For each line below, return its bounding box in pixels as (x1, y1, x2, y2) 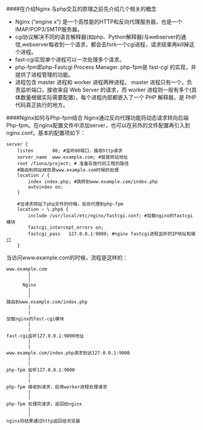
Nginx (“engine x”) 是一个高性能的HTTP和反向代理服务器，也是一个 (14, 18, 182, 25)
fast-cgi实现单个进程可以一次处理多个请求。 (14, 56, 125, 63)
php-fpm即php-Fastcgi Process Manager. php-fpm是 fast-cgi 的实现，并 (14, 64, 196, 71)
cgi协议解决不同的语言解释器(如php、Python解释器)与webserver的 (14, 33, 181, 41)
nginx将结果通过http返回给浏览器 (6, 418, 80, 424)
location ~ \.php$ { (17, 206, 69, 212)
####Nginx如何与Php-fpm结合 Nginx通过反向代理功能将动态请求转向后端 (6, 114, 189, 121)
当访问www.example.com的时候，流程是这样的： (6, 254, 128, 261)
